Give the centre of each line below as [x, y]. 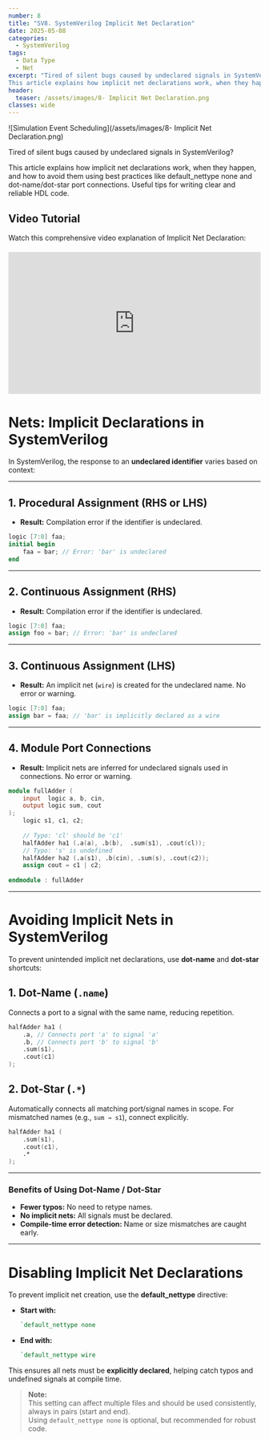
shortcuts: [25, 967]
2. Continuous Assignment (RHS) [92, 592]
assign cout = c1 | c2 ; [62, 866]
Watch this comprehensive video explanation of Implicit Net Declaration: [127, 237]
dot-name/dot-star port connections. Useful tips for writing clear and [122, 185]
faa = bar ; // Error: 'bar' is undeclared [94, 552]
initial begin [32, 545]
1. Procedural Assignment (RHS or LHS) [108, 503]
